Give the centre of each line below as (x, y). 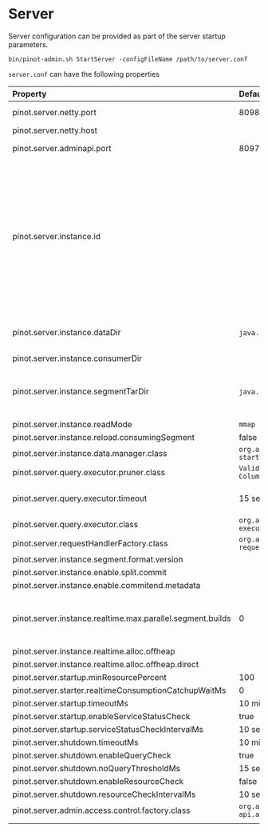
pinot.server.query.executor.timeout (80, 498)
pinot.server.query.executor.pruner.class (89, 472)
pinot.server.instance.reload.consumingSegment (104, 437)
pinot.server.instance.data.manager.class (90, 453)
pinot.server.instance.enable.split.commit (90, 572)
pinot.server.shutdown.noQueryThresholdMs (97, 768)
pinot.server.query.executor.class (75, 524)
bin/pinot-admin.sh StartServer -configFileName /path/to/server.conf (128, 59)
